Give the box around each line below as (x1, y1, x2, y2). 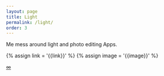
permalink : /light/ (6, 19, 54, 25)
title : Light (6, 14, 38, 20)
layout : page (6, 8, 38, 15)
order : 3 (6, 25, 27, 31)
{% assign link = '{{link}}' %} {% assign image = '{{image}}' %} (6, 52, 159, 59)
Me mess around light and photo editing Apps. (6, 41, 118, 48)
